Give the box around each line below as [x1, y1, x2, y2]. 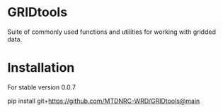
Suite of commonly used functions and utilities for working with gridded [7, 27, 216, 36]
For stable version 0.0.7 [7, 82, 76, 92]
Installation [7, 60, 75, 76]
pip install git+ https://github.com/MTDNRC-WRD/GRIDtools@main [7, 97, 200, 105]
